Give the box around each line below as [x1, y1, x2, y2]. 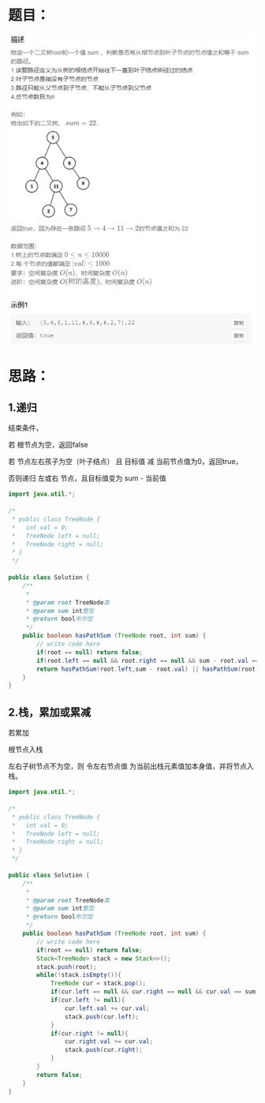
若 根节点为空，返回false [8, 440, 88, 450]
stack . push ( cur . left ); [64, 1012, 140, 1021]
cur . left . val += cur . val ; [64, 1004, 150, 1012]
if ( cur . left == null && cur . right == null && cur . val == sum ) [50, 988, 259, 996]
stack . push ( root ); [36, 963, 97, 970]
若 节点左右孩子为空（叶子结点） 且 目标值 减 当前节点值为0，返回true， [8, 457, 243, 466]
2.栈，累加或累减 [8, 705, 91, 719]
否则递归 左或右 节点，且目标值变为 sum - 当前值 [8, 473, 167, 483]
